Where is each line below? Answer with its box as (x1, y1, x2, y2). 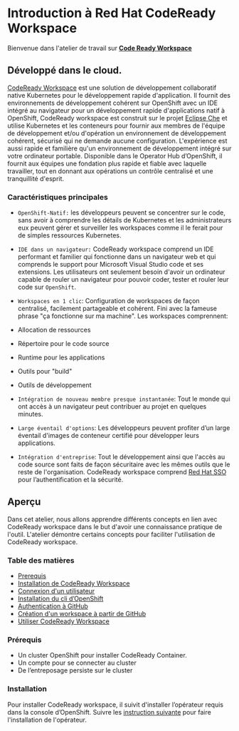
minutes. (17, 410, 44, 419)
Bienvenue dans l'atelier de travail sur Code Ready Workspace (7, 44, 192, 52)
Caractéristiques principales (7, 192, 108, 202)
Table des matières (7, 555, 75, 565)
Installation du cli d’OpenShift (17, 594, 104, 603)
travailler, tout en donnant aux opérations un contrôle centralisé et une (7, 166, 213, 175)
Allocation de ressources (17, 326, 91, 334)
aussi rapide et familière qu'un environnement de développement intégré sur (7, 144, 232, 153)
